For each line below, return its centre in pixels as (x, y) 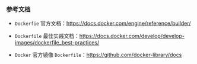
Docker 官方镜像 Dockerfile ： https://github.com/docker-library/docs (98, 55)
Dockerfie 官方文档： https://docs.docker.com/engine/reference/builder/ (103, 23)
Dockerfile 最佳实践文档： (47, 36)
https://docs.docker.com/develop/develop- (132, 36)
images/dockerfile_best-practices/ (57, 43)
